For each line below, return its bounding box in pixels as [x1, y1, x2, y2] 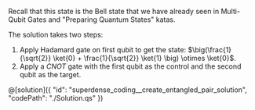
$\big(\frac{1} [188, 45, 232, 54]
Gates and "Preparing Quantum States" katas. [27, 15, 176, 24]
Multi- [220, 7, 241, 16]
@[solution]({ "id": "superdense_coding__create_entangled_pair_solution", [8, 85, 247, 94]
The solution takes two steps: [8, 30, 104, 39]
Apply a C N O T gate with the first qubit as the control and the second [19, 62, 242, 71]
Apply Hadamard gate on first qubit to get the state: [19, 45, 187, 54]
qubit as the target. [19, 70, 82, 79]
